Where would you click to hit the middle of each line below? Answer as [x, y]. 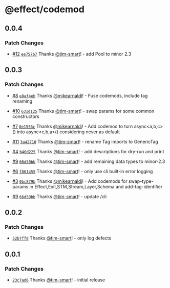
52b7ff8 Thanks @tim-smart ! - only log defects [62, 238]
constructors [26, 116]
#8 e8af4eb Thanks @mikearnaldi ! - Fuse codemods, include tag [80, 95]
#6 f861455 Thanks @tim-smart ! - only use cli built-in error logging [82, 171]
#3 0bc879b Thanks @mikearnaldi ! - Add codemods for [70, 181]
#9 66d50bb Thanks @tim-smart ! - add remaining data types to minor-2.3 [89, 161]
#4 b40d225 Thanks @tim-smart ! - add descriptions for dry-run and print [88, 151]
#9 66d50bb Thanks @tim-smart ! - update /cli [59, 196]
